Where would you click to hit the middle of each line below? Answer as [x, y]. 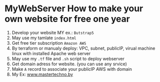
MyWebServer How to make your [74, 9]
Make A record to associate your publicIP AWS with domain [72, 69]
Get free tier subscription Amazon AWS [49, 43]
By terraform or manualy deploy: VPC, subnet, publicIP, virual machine [83, 48]
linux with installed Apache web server [51, 53]
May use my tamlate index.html [44, 38]
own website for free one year [67, 19]
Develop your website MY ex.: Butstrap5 [53, 32]
